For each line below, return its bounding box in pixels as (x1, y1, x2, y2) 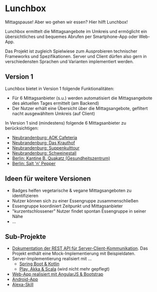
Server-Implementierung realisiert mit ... (12, 256, 92, 262)
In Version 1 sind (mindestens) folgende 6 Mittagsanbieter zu (5, 120, 126, 126)
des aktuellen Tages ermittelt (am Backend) (12, 100, 99, 106)
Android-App (12, 276, 38, 282)
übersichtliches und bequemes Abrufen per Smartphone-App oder (5, 34, 138, 39)
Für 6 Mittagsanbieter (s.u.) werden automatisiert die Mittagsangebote (12, 95, 153, 101)
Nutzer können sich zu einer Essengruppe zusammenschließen (12, 198, 139, 203)
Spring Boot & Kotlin (19, 261, 60, 267)
